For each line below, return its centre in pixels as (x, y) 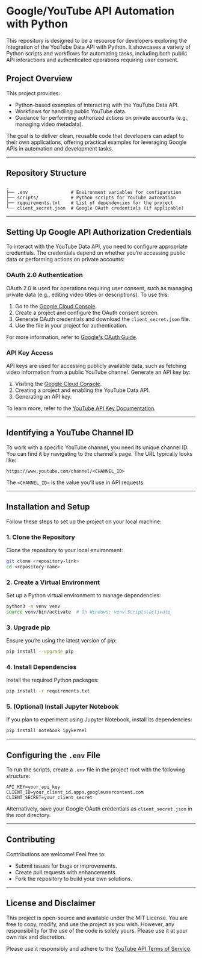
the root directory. (29, 815)
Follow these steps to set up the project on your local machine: (84, 521)
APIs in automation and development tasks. (60, 148)
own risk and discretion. (36, 937)
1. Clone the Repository (41, 537)
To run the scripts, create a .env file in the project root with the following (96, 770)
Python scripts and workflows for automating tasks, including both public (97, 53)
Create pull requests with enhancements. (66, 872)
